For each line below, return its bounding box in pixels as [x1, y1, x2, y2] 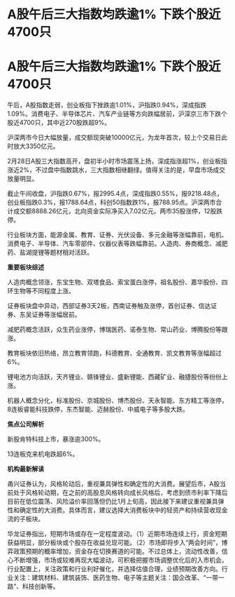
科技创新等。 [22, 582, 59, 591]
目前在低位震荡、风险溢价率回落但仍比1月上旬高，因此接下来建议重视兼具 [7, 497, 218, 506]
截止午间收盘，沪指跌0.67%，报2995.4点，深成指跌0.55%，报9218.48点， [7, 189, 224, 198]
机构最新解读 [7, 464, 44, 474]
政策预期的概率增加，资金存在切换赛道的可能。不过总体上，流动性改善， [13, 547, 222, 556]
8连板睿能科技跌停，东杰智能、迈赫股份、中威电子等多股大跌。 [7, 405, 189, 414]
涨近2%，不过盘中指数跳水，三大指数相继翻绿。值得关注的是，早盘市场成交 [7, 166, 226, 174]
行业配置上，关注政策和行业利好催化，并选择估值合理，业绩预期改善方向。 [7, 565, 222, 573]
